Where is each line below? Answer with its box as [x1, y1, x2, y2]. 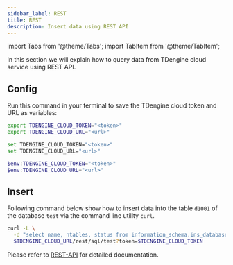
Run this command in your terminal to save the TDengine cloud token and [7, 101, 217, 110]
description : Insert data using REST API [7, 23, 129, 30]
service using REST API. [7, 63, 76, 71]
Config [7, 83, 37, 94]
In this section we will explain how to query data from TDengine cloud [7, 55, 207, 64]
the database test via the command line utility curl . [7, 212, 155, 220]
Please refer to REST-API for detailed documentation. [7, 250, 159, 259]
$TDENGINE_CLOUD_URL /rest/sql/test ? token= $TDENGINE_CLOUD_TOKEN [13, 238, 203, 245]
